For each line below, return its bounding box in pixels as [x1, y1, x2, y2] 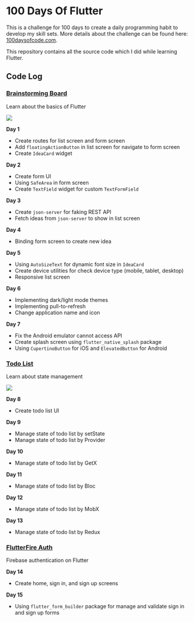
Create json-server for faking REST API [14, 208, 112, 215]
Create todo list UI [14, 407, 59, 414]
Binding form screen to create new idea [14, 238, 112, 245]
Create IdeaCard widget [14, 150, 72, 157]
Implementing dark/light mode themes [14, 296, 109, 304]
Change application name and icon [14, 309, 100, 316]
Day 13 [6, 517, 23, 524]
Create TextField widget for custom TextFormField [14, 185, 139, 192]
